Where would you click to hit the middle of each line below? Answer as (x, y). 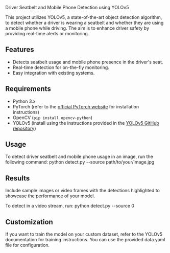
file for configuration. (28, 245)
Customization (29, 222)
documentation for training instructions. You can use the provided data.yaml (85, 240)
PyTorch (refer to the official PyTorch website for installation (76, 106)
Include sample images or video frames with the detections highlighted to (82, 191)
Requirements (28, 89)
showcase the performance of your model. (50, 196)
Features (20, 50)
